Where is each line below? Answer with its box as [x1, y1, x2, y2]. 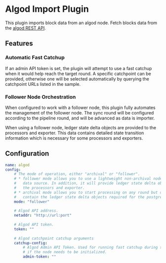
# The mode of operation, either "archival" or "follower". [14, 172, 140, 177]
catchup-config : [14, 240, 48, 245]
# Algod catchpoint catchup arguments [14, 236, 94, 241]
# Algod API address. [14, 208, 58, 213]
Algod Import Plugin [5, 3, 89, 15]
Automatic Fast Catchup [5, 54, 65, 61]
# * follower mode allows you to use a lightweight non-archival [14, 176, 152, 181]
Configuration [5, 150, 49, 158]
